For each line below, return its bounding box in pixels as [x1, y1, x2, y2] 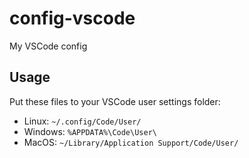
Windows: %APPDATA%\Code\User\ [23, 125, 157, 137]
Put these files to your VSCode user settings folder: [9, 95, 221, 107]
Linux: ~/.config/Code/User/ [23, 115, 142, 127]
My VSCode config [9, 40, 88, 52]
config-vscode [9, 7, 136, 30]
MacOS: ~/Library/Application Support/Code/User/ [23, 136, 239, 148]
